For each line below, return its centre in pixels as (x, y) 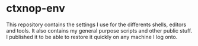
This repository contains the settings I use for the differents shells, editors (96, 24)
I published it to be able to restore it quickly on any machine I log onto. (92, 37)
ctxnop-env (36, 8)
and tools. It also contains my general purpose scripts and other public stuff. (99, 30)
